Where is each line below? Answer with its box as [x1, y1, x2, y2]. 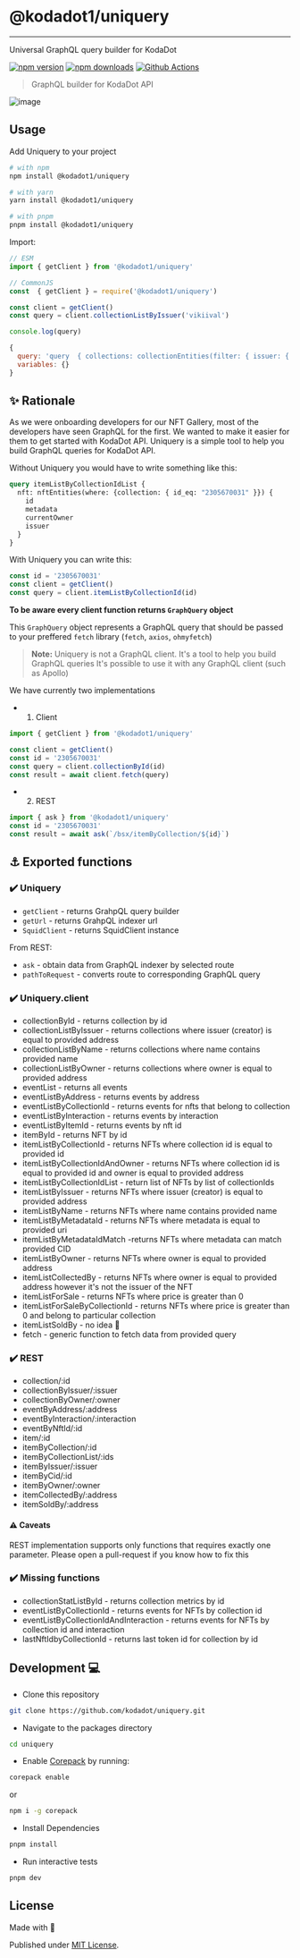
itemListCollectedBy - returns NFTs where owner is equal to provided [21, 1272, 277, 1283]
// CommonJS [9, 278, 54, 287]
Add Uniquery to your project [9, 146, 117, 157]
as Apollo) [30, 668, 69, 679]
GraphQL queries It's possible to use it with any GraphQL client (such [30, 658, 286, 669]
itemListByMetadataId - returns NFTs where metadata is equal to [21, 1215, 261, 1226]
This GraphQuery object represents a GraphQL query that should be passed [9, 622, 284, 632]
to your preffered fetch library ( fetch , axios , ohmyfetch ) [9, 631, 212, 642]
